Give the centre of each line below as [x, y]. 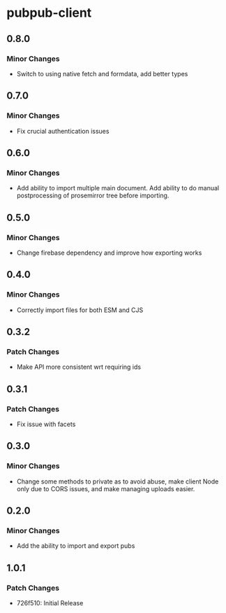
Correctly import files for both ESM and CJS [80, 310]
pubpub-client [49, 13]
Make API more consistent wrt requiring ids [78, 367]
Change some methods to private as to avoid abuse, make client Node [118, 481]
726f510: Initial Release [50, 603]
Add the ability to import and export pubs [76, 546]
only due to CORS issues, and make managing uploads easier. [106, 488]
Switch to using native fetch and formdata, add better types [102, 73]
